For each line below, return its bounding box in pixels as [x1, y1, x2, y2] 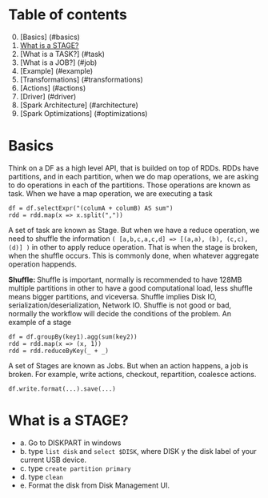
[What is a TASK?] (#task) [19, 49, 106, 58]
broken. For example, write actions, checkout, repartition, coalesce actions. [8, 369, 257, 379]
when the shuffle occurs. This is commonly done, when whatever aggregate [8, 251, 259, 260]
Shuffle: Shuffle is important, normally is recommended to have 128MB [8, 275, 242, 284]
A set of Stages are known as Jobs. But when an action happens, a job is [8, 360, 249, 370]
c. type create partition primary [19, 463, 131, 473]
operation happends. [8, 259, 78, 269]
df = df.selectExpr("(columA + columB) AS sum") [8, 204, 174, 212]
